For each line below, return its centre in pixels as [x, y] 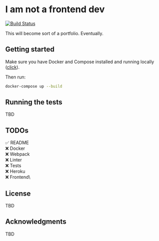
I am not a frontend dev [55, 9]
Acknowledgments [36, 222]
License [18, 193]
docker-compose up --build [34, 86]
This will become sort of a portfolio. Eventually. [54, 33]
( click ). [12, 67]
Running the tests [34, 102]
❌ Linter [14, 160]
